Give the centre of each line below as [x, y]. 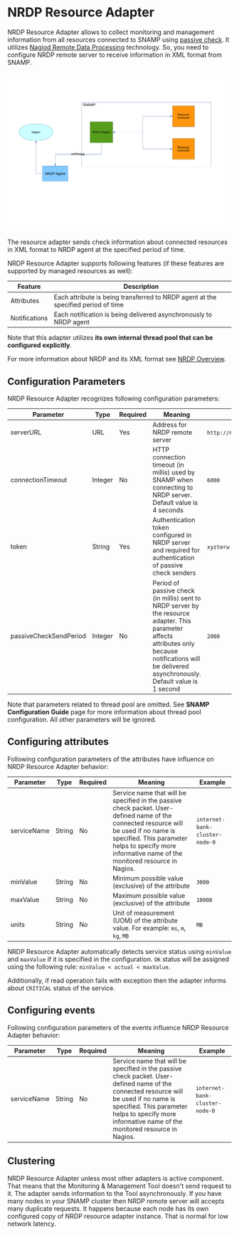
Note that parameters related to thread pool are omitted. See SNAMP [108, 704]
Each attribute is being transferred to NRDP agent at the [135, 297]
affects [163, 636]
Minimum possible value [148, 878]
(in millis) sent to [177, 598]
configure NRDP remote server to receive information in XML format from [115, 55]
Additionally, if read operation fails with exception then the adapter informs [117, 980]
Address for [170, 425]
